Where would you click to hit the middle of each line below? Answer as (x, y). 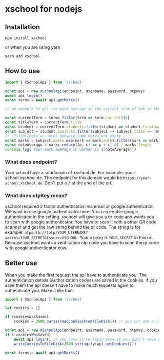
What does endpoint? (31, 162)
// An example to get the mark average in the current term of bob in (78, 109)
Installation (22, 27)
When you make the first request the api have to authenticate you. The (76, 275)
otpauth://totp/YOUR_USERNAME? (56, 233)
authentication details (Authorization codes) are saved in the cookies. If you (81, 280)
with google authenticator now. (36, 248)
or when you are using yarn (33, 47)
